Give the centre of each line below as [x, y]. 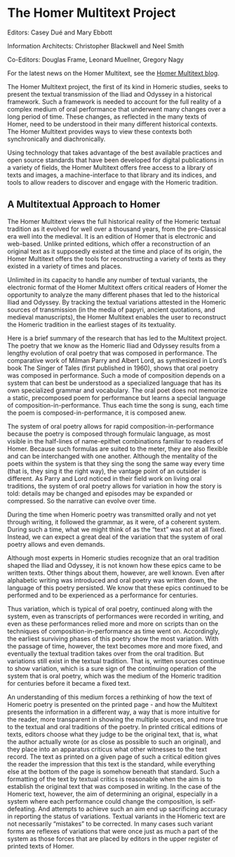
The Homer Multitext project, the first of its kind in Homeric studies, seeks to [118, 86]
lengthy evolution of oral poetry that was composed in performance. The [112, 353]
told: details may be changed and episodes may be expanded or [100, 493]
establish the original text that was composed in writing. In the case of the [114, 786]
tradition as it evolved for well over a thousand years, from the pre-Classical [117, 229]
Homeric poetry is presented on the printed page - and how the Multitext [113, 704]
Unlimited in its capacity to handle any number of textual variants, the [108, 279]
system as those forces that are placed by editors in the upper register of [113, 838]
